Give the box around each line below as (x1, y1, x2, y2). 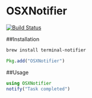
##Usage (6, 69, 29, 76)
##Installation (6, 35, 40, 42)
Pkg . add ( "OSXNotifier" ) (6, 58, 65, 64)
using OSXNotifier (6, 80, 52, 86)
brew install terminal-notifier (6, 47, 86, 53)
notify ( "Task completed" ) (6, 85, 70, 92)
